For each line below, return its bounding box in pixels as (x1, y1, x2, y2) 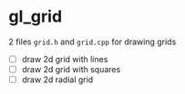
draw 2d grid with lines (21, 53, 108, 64)
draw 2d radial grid (21, 74, 94, 85)
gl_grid (8, 6, 63, 27)
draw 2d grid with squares (21, 64, 121, 74)
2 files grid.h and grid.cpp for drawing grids (8, 36, 177, 47)
